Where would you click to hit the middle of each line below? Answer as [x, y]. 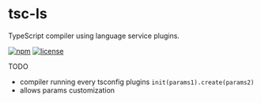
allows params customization [67, 90]
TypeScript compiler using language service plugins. [94, 36]
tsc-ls [28, 14]
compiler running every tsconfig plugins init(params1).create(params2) [137, 82]
